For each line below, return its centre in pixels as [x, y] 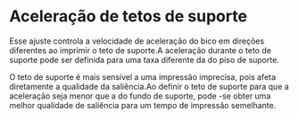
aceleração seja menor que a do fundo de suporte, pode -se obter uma [140, 96]
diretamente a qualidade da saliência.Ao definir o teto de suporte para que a [149, 86]
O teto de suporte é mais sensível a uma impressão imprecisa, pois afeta [143, 76]
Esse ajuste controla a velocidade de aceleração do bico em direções [137, 41]
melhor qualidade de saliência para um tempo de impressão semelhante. [143, 105]
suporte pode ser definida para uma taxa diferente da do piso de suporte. [144, 59]
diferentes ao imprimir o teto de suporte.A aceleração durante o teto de [141, 50]
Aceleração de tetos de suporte [128, 16]
